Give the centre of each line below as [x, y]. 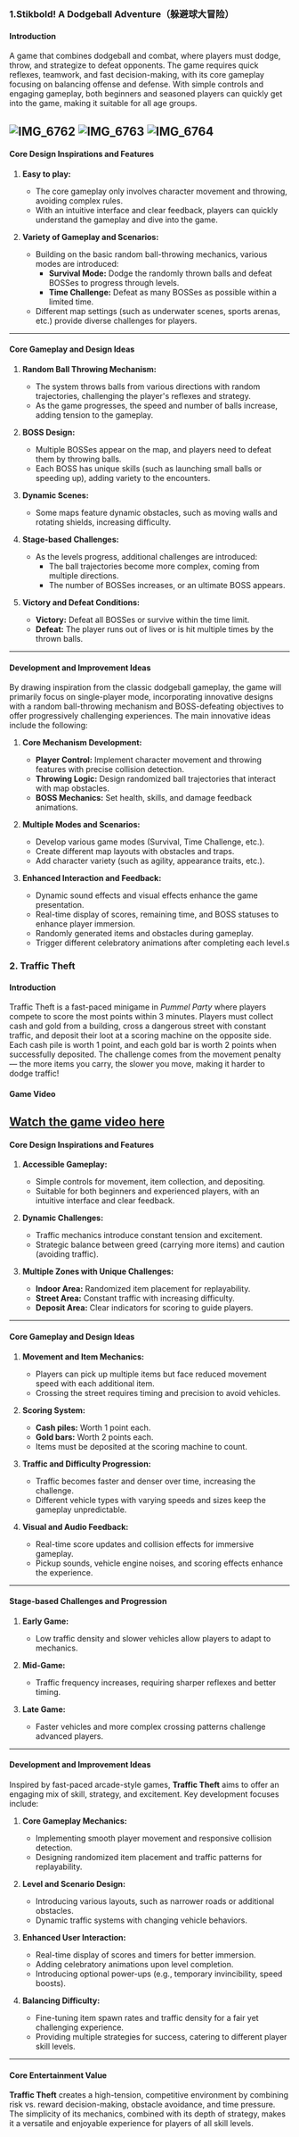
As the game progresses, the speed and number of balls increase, [157, 405]
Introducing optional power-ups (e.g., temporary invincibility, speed [159, 1974]
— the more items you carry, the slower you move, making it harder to [137, 1064]
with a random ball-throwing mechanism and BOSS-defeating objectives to [147, 706]
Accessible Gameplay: [65, 1164]
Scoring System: [54, 1410]
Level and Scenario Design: [74, 1884]
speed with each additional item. [95, 1383]
